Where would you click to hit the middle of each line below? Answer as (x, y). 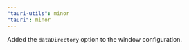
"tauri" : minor (29, 20)
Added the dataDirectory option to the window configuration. (94, 39)
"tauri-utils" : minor (38, 13)
